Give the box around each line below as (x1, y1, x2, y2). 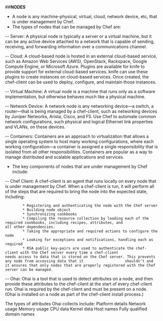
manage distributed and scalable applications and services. (5, 154, 125, 160)
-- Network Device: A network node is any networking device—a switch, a (5, 103, 154, 109)
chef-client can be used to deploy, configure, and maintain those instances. (5, 79, 157, 85)
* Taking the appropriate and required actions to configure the (22, 229, 158, 234)
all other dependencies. (5, 224, 55, 229)
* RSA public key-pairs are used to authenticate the (22, 246, 134, 251)
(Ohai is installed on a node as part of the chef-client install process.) (5, 291, 144, 297)
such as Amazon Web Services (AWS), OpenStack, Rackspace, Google (5, 59, 147, 64)
